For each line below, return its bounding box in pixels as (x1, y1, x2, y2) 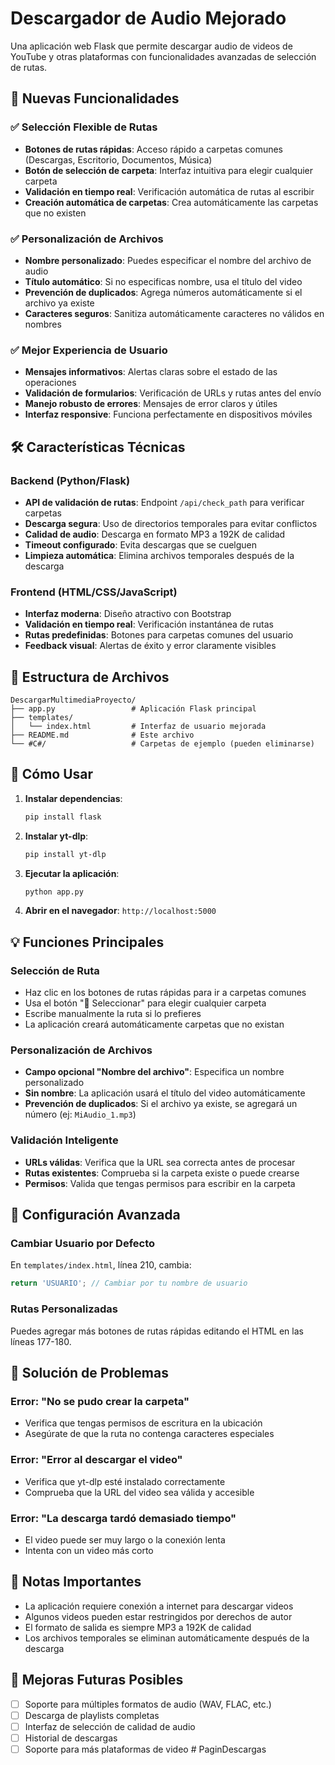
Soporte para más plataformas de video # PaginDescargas (24, 1743, 267, 1755)
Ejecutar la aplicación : (24, 867, 120, 879)
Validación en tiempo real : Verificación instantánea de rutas (24, 618, 274, 631)
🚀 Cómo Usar (10, 766, 94, 783)
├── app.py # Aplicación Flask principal (10, 704, 257, 714)
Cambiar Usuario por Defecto (10, 1237, 156, 1251)
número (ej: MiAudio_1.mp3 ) (24, 1108, 137, 1121)
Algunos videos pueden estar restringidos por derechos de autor (24, 1610, 293, 1622)
